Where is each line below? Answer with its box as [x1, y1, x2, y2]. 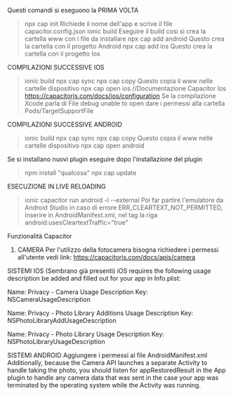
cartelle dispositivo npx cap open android [24, 141, 145, 150]
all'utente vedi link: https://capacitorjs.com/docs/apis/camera [17, 253, 196, 261]
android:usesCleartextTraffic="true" [24, 218, 128, 226]
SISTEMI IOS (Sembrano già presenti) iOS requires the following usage [7, 267, 211, 275]
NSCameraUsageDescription [7, 295, 91, 303]
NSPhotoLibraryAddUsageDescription [7, 317, 117, 324]
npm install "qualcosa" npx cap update [24, 169, 137, 177]
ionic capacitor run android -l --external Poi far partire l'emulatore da [24, 196, 224, 204]
